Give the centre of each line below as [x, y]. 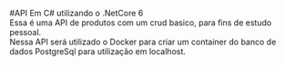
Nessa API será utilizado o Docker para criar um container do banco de [143, 42]
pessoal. [25, 32]
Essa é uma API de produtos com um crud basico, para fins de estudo [141, 23]
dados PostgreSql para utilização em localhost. [98, 52]
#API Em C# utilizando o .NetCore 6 [76, 13]
